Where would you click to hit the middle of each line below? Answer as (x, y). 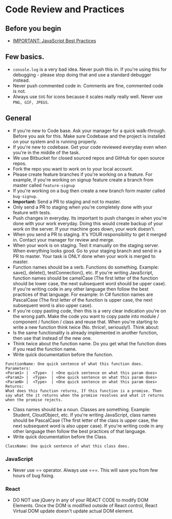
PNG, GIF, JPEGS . (31, 102)
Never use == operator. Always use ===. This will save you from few (85, 470)
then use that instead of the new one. (52, 338)
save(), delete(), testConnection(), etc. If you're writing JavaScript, (83, 272)
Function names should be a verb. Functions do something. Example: (86, 267)
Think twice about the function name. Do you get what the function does (90, 343)
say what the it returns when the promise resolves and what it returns (85, 395)
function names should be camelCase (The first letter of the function (85, 278)
